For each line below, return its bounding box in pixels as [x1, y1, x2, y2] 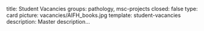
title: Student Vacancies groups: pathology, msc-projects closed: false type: [6, 5, 198, 12]
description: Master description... [6, 18, 91, 25]
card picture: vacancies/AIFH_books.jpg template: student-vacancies [6, 12, 181, 19]
